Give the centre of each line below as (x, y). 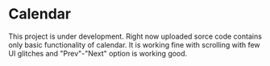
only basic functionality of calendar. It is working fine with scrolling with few (134, 44)
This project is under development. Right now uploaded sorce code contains (135, 36)
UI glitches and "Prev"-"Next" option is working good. (98, 53)
